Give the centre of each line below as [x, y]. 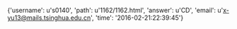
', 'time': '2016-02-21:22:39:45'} [137, 18]
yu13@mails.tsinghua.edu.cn [49, 18]
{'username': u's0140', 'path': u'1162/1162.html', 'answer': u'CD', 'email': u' [115, 10]
